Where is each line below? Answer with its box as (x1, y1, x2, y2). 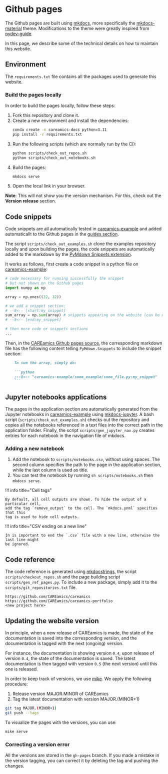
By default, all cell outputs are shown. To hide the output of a (5, 497, 146, 502)
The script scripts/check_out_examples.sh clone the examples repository (5, 241, 156, 247)
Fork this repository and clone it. (12, 112, 79, 118)
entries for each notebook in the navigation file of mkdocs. (5, 432, 126, 438)
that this (5, 510, 26, 515)
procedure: (5, 681, 28, 687)
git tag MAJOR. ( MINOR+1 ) (5, 706, 57, 711)
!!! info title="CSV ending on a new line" (5, 523, 87, 529)
